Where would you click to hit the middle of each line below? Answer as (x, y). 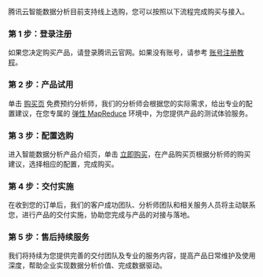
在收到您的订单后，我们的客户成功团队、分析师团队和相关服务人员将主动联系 (132, 205)
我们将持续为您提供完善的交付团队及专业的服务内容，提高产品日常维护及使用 (132, 256)
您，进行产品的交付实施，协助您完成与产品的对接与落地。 (101, 215)
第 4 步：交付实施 (41, 186)
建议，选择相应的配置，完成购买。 (63, 164)
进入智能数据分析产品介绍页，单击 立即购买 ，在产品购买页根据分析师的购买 (130, 154)
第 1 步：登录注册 (40, 34)
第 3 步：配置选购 (41, 135)
